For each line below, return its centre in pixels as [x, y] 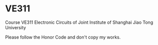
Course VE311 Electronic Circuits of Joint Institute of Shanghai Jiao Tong [79, 22]
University [16, 27]
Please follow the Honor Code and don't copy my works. [63, 37]
